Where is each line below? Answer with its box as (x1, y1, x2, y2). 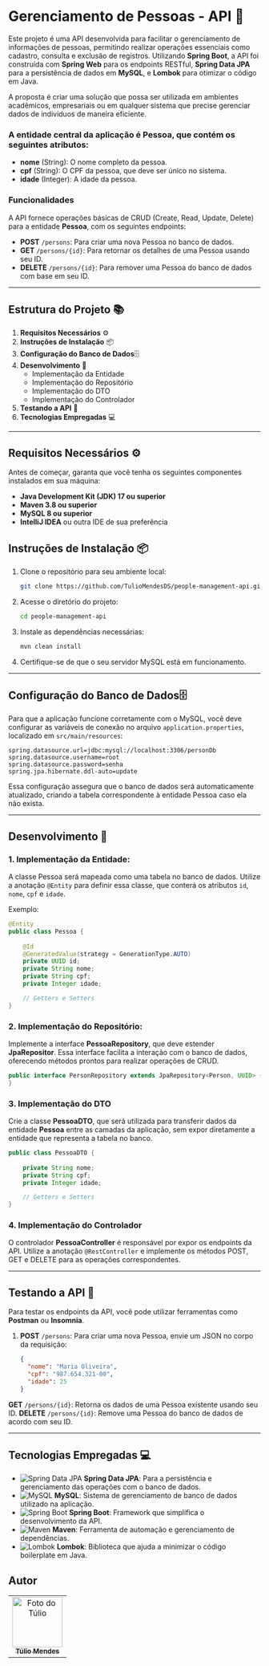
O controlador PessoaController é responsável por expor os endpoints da (8, 1238, 252, 1248)
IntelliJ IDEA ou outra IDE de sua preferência (19, 517, 168, 527)
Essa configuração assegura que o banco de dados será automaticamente (8, 782, 255, 792)
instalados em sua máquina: (8, 476, 101, 486)
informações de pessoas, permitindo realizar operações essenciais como (8, 42, 251, 51)
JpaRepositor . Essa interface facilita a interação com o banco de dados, (8, 1048, 248, 1057)
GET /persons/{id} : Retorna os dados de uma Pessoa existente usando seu (8, 1399, 259, 1409)
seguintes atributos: (8, 139, 90, 150)
